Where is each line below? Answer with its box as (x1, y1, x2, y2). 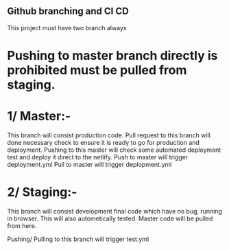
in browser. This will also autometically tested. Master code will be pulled (7, 214, 213, 223)
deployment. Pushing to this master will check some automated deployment (7, 146, 221, 154)
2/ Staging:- (7, 185, 77, 200)
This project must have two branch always (7, 23, 127, 32)
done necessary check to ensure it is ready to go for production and (7, 138, 200, 146)
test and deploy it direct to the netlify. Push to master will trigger (7, 152, 189, 161)
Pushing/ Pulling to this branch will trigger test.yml (7, 235, 149, 243)
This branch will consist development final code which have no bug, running (7, 207, 223, 215)
